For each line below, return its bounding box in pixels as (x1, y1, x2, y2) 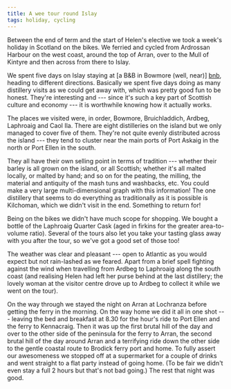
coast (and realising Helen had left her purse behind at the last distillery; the (7, 271, 223, 280)
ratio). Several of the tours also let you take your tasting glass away (30, 229, 221, 237)
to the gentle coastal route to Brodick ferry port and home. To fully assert (7, 344, 216, 352)
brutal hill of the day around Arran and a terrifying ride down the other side (7, 336, 220, 345)
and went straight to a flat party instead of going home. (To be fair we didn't (7, 359, 223, 367)
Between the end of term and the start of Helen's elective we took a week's (7, 35, 223, 44)
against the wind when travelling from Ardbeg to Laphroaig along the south (7, 264, 221, 273)
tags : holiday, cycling (7, 17, 76, 24)
